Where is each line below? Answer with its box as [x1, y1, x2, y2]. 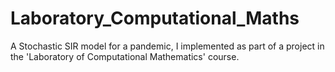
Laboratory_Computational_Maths [10, 7, 300, 30]
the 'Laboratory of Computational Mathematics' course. [10, 50, 240, 62]
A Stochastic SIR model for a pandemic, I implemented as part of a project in [10, 40, 325, 52]
